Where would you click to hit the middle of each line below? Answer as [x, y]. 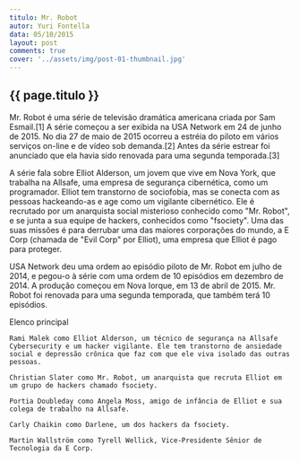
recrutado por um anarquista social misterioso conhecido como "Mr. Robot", [149, 211]
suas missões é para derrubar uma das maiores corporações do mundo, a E [149, 230]
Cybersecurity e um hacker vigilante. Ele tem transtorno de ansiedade [145, 346]
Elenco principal [39, 322]
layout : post [34, 43]
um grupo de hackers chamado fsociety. [84, 385]
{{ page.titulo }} [55, 96]
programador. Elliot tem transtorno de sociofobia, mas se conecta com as [145, 192]
